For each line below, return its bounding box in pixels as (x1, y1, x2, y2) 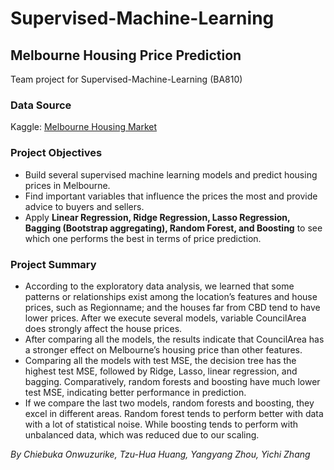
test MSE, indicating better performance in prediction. (24, 386, 247, 398)
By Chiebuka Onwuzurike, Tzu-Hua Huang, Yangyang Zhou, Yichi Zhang (10, 448, 311, 460)
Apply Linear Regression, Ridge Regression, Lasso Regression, (24, 211, 291, 223)
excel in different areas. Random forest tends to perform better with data (24, 407, 324, 419)
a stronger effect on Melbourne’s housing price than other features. (24, 343, 303, 356)
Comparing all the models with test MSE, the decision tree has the (24, 354, 297, 366)
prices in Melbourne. (24, 179, 111, 191)
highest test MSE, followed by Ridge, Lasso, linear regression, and (24, 365, 298, 377)
